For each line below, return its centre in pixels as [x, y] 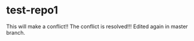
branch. [16, 32]
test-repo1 [32, 10]
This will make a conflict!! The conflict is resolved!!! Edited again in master [97, 26]
